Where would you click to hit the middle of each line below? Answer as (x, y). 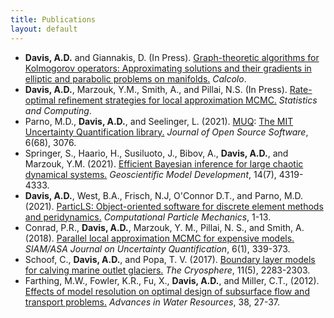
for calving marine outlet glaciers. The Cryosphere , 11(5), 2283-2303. (167, 270)
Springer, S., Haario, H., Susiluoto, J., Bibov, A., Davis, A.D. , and (156, 153)
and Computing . (58, 110)
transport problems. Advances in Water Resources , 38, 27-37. (152, 302)
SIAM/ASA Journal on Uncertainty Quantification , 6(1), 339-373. (157, 248)
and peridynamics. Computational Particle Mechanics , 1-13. (148, 217)
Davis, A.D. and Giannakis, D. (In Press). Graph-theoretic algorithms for (172, 57)
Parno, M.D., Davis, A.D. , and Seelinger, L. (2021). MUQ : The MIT (159, 121)
